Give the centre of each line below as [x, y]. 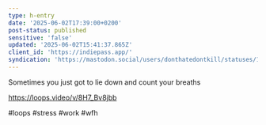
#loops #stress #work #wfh [53, 112]
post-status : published [47, 30]
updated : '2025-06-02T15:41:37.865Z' [70, 45]
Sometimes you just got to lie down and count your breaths [104, 82]
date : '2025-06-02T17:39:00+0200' [65, 23]
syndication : [30, 60]
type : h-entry [32, 15]
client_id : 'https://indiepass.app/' [70, 52]
